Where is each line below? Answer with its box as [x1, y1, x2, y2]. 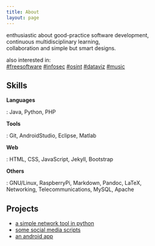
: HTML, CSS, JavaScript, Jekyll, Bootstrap [6, 156, 114, 163]
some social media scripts [15, 226, 81, 234]
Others [6, 167, 24, 175]
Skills [6, 80, 27, 90]
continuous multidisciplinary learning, [6, 38, 100, 45]
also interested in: [6, 56, 51, 63]
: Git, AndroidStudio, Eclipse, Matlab [6, 132, 97, 139]
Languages [6, 96, 35, 104]
